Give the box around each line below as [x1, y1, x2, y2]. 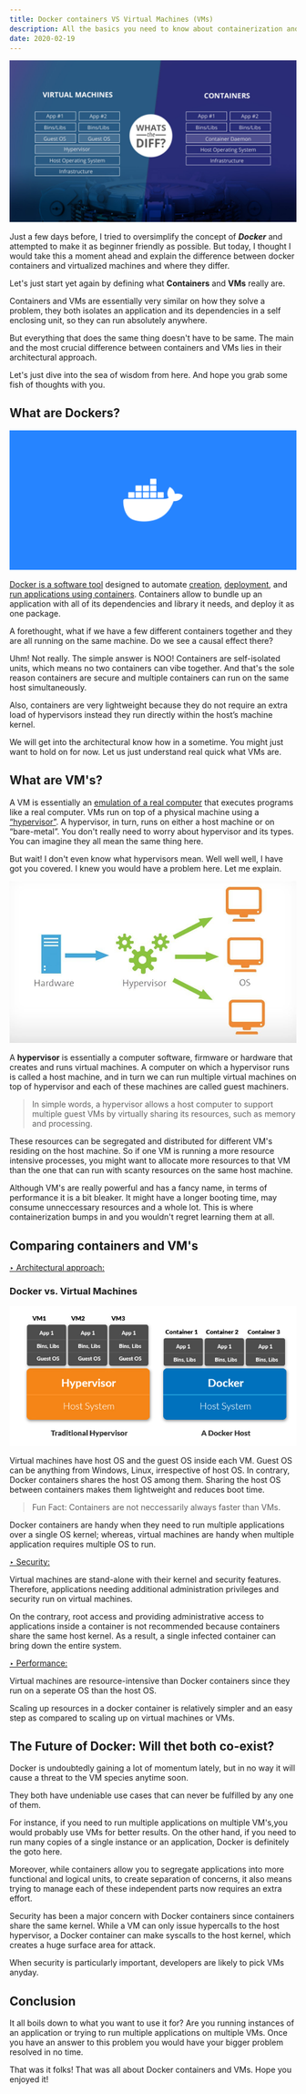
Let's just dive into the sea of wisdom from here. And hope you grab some [9, 369, 289, 380]
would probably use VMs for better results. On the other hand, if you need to [9, 1827, 297, 1838]
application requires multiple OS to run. [9, 1538, 157, 1549]
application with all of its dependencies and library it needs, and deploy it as [9, 598, 295, 609]
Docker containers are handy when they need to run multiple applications [9, 1519, 285, 1530]
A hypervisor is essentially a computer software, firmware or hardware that [9, 1052, 293, 1063]
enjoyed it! [9, 2074, 49, 2085]
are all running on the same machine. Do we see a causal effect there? [9, 635, 273, 646]
